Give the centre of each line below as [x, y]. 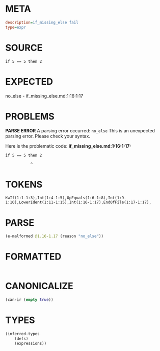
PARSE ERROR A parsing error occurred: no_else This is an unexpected [80, 130]
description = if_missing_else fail [42, 22]
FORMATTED [33, 257]
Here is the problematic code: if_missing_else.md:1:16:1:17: [68, 146]
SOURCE [24, 48]
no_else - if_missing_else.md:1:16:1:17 [44, 96]
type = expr [16, 27]
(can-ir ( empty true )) [29, 300]
